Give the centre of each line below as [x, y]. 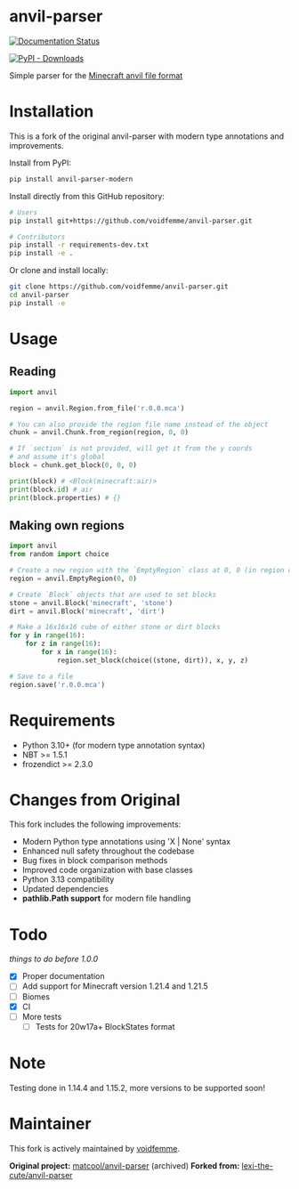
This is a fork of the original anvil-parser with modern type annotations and [147, 136]
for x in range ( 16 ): [79, 652]
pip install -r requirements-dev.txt [79, 245]
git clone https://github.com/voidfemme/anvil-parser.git [119, 287]
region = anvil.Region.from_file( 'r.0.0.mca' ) [97, 408]
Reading [32, 372]
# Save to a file [41, 676]
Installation [52, 112]
